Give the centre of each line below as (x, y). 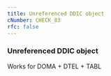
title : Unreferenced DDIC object (56, 14)
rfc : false (23, 26)
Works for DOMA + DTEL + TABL (54, 66)
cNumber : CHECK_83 (34, 20)
